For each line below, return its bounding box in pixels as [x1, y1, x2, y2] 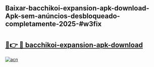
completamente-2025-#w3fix [5, 20, 102, 28]
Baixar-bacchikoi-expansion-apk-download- [5, 4, 150, 13]
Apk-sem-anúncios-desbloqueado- [5, 12, 120, 21]
